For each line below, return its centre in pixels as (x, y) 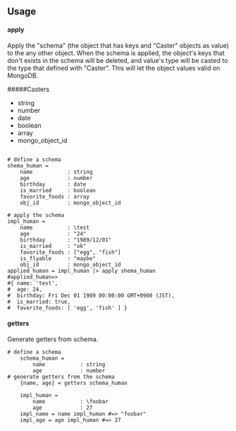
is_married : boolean (58, 190)
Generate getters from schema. (53, 339)
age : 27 (63, 408)
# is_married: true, (39, 302)
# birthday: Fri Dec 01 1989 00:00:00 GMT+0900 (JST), (91, 295)
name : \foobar (71, 401)
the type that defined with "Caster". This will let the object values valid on (114, 68)
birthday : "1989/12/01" (66, 240)
